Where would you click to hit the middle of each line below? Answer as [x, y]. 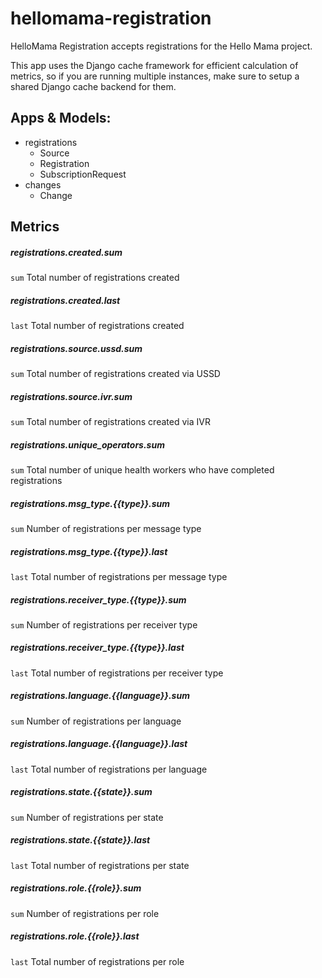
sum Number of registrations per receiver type [104, 624]
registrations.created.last [65, 300]
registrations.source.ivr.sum [71, 396]
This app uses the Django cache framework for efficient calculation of [154, 65]
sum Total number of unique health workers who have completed [142, 469]
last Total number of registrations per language [109, 769]
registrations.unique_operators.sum [87, 444]
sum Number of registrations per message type [106, 528]
